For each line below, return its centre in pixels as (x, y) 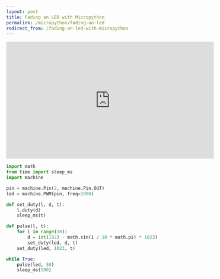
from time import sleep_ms (39, 172)
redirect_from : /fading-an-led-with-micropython (67, 28)
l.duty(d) (29, 210)
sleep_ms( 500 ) (34, 270)
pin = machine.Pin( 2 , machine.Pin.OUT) (55, 188)
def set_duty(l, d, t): (36, 205)
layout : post (22, 12)
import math (21, 167)
